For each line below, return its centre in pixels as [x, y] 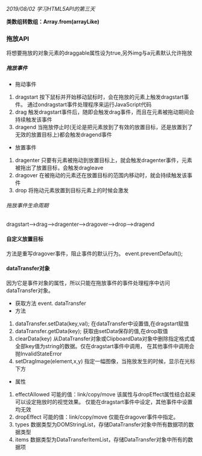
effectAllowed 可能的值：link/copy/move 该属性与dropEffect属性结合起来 [105, 394]
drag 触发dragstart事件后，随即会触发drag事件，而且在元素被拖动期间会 [105, 112]
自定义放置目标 [25, 239]
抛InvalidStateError [38, 354]
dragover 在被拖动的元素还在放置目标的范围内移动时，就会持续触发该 [101, 175]
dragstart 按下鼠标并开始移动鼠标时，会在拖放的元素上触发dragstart [99, 97]
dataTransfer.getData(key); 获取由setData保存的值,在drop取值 [91, 331]
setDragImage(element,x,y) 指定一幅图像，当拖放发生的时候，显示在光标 [105, 361]
